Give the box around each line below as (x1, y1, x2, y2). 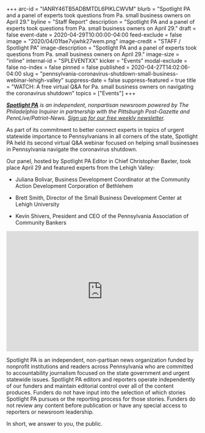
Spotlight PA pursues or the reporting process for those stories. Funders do (6, 395, 196, 402)
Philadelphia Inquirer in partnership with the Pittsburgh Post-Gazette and (6, 108, 190, 115)
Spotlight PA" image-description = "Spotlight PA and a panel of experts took (6, 44, 197, 51)
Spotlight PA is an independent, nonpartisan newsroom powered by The (6, 101, 189, 109)
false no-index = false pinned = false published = (6, 64, 130, 71)
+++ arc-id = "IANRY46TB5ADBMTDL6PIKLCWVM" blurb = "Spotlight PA (6, 5, 191, 12)
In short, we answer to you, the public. (6, 420, 103, 427)
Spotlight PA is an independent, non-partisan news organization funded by (6, 357, 194, 363)
